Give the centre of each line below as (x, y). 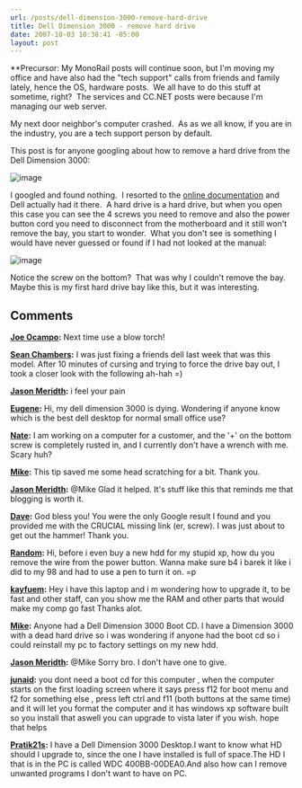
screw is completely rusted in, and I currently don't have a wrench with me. (149, 445)
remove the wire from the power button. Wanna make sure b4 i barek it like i (151, 562)
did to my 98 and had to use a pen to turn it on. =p (103, 572)
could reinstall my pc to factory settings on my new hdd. (114, 645)
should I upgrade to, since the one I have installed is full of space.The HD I (148, 755)
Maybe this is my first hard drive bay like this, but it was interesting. (135, 288)
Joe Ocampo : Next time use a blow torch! (88, 337)
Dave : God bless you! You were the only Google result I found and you (141, 517)
